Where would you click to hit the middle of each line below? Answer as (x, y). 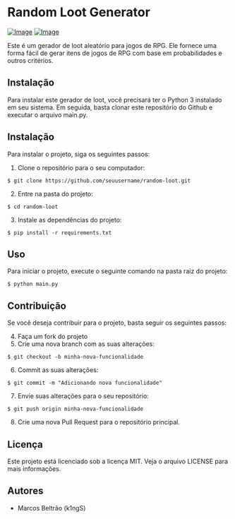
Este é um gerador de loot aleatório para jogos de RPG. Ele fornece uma (112, 45)
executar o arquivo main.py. (48, 114)
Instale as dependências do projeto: (70, 220)
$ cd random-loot (33, 207)
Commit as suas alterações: (58, 370)
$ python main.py (33, 284)
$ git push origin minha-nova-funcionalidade (75, 409)
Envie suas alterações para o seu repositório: (83, 396)
